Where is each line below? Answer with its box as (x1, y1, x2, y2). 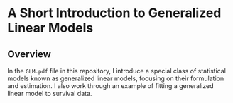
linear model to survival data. (7, 90, 92, 97)
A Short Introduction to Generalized (7, 5, 222, 21)
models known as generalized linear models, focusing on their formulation (7, 74, 224, 83)
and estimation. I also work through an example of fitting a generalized (7, 82, 214, 90)
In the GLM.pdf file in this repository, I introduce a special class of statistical (7, 67, 226, 75)
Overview (7, 48, 52, 60)
